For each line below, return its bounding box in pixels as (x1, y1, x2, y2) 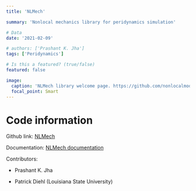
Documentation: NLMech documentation (6, 144, 104, 151)
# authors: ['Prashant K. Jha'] (6, 46, 85, 51)
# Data (6, 30, 22, 36)
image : (6, 77, 22, 84)
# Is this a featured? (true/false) (6, 62, 95, 68)
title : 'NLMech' (6, 8, 45, 15)
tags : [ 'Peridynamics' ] (6, 51, 64, 57)
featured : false (6, 67, 45, 73)
